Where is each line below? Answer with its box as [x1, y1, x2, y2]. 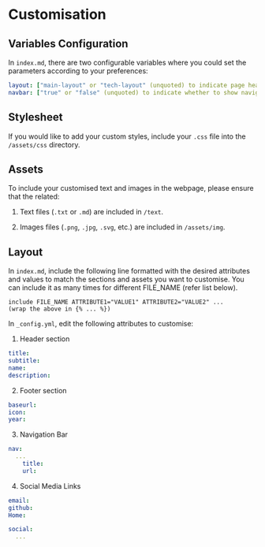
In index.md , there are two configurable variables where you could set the [8, 58, 247, 67]
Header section [19, 334, 70, 344]
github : [8, 504, 34, 512]
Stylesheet [8, 110, 63, 124]
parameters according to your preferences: [8, 66, 148, 76]
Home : [8, 511, 26, 519]
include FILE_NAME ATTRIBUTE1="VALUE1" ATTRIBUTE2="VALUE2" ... [8, 298, 224, 307]
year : [8, 415, 26, 423]
